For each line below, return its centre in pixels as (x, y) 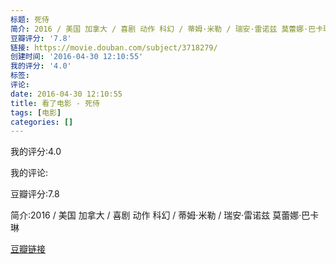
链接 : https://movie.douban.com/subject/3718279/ (114, 47)
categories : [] (42, 122)
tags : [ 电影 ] (36, 112)
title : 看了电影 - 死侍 (55, 103)
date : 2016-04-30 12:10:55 (66, 94)
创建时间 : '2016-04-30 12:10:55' (77, 57)
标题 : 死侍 (30, 19)
